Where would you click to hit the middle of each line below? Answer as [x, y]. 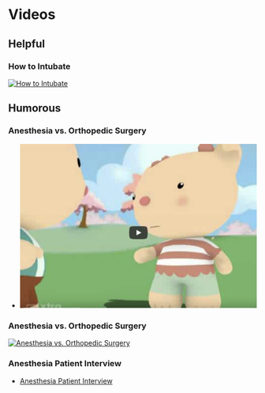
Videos [32, 15]
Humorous [35, 108]
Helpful [27, 44]
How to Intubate [39, 66]
